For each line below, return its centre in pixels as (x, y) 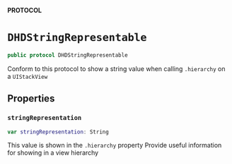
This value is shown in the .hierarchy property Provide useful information (115, 146)
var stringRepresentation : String (58, 132)
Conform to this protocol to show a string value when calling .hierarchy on (116, 69)
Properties (31, 99)
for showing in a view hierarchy (53, 153)
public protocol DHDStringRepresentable (68, 55)
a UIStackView (28, 76)
